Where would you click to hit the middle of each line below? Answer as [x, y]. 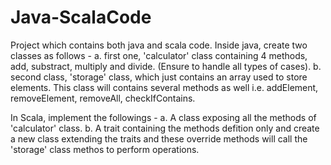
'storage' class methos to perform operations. [105, 149]
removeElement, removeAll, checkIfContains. [103, 98]
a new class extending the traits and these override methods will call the [159, 138]
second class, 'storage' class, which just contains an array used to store [159, 77]
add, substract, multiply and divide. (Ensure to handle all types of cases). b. [166, 66]
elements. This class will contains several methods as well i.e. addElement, [164, 87]
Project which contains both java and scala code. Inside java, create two [159, 45]
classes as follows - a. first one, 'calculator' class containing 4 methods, [159, 55]
